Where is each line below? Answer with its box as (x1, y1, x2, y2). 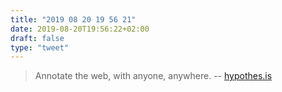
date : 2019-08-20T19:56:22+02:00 (10, 24, 150, 34)
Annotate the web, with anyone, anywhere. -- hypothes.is (34, 70, 273, 82)
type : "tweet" (10, 42, 70, 53)
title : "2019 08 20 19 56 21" (10, 14, 137, 25)
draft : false (10, 33, 65, 43)
